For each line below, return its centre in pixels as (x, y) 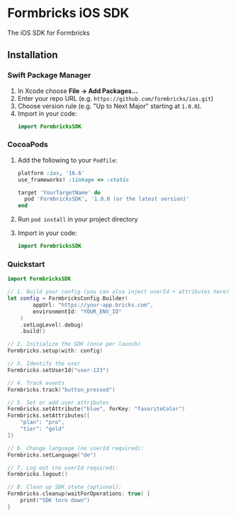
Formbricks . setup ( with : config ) (55, 351)
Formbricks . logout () (38, 474)
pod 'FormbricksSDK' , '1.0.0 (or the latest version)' (107, 199)
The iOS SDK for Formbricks (49, 33)
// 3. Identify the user (44, 364)
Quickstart (26, 264)
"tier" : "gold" (43, 429)
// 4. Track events (36, 383)
